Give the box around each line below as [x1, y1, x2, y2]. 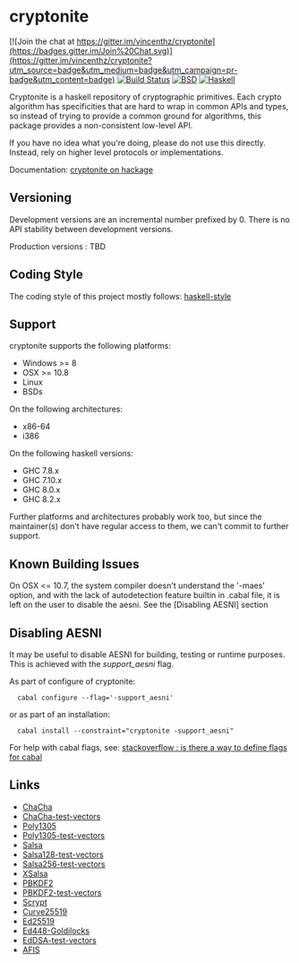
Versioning [9, 190, 72, 205]
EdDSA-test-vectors [21, 934, 97, 945]
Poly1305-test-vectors [21, 829, 106, 840]
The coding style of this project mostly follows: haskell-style [9, 291, 232, 301]
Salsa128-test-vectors [21, 849, 105, 860]
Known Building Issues [9, 556, 141, 571]
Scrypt [21, 897, 47, 907]
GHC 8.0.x [21, 484, 61, 495]
